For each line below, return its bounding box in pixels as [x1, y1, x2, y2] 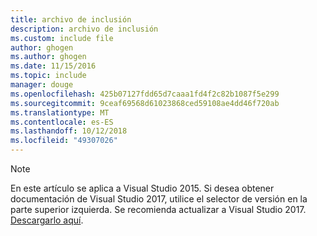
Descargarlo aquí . [10, 214, 84, 226]
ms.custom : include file [10, 33, 114, 43]
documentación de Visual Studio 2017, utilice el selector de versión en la [10, 193, 308, 205]
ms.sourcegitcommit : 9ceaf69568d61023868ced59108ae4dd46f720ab [10, 98, 280, 108]
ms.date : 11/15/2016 [10, 61, 97, 71]
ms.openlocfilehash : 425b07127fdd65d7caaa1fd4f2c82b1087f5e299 [10, 89, 280, 99]
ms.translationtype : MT [10, 107, 110, 118]
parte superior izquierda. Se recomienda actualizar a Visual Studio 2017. [10, 204, 307, 215]
